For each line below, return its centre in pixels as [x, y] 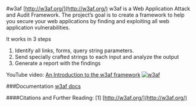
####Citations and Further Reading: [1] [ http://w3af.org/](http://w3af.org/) [97, 98]
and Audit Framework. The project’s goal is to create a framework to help [96, 15]
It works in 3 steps [29, 39]
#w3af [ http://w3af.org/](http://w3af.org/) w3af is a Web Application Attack [98, 9]
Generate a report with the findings [58, 63]
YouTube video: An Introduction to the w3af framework [73, 75]
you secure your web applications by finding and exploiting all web [88, 21]
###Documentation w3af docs [44, 86]
